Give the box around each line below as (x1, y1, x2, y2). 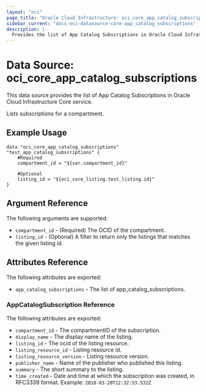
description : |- (6, 26, 48, 33)
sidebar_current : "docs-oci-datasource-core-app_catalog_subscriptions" (6, 20, 196, 26)
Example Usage (6, 128, 67, 138)
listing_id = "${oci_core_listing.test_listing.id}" (17, 176, 155, 182)
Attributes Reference (6, 257, 88, 267)
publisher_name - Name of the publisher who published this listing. (15, 359, 183, 366)
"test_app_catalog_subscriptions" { (6, 149, 100, 155)
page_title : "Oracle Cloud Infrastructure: (6, 15, 120, 21)
